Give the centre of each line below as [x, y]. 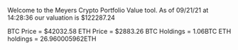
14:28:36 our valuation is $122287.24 [61, 18]
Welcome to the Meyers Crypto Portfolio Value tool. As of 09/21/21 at [108, 10]
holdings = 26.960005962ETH [52, 39]
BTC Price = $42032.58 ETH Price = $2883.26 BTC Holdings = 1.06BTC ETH [119, 31]
